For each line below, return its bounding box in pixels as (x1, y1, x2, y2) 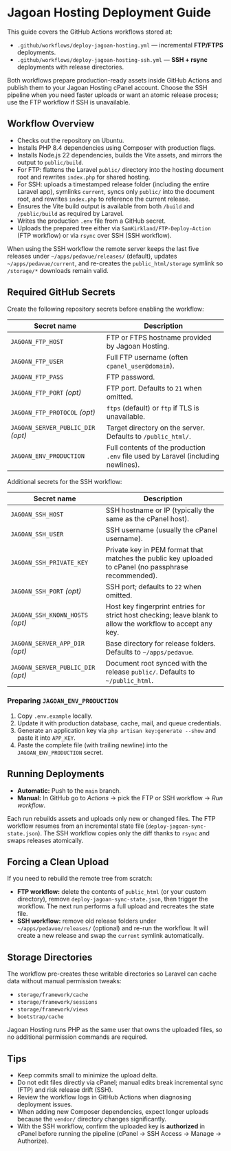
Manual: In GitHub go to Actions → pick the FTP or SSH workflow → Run (16, 793, 223, 802)
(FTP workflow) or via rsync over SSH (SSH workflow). (16, 231, 172, 239)
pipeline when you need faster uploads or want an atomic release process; (7, 91, 219, 99)
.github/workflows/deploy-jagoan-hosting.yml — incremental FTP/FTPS (16, 41, 223, 49)
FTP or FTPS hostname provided (106, 332, 212, 342)
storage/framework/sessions (16, 999, 98, 1006)
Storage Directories (7, 951, 93, 963)
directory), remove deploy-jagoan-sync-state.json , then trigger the (16, 895, 208, 903)
